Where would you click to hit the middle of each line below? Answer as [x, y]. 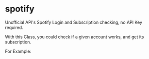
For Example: [18, 51]
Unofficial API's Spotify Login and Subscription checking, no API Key [74, 22]
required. [14, 27]
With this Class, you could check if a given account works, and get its [74, 37]
